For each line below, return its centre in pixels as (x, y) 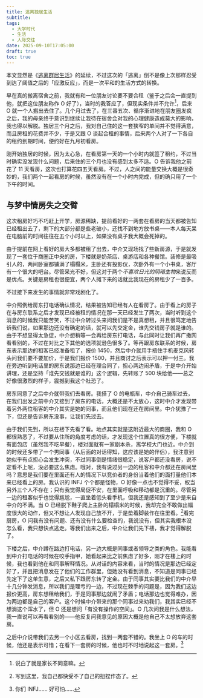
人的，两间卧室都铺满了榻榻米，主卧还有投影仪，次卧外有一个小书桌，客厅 (104, 264)
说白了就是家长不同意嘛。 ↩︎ (50, 663)
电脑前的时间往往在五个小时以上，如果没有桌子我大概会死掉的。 (91, 236)
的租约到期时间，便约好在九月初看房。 (54, 141)
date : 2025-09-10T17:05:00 (40, 46)
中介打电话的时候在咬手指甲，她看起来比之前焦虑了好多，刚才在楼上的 (98, 556)
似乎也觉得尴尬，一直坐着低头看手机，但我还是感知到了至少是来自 (114, 497)
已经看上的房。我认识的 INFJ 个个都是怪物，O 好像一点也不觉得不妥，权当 (103, 482)
